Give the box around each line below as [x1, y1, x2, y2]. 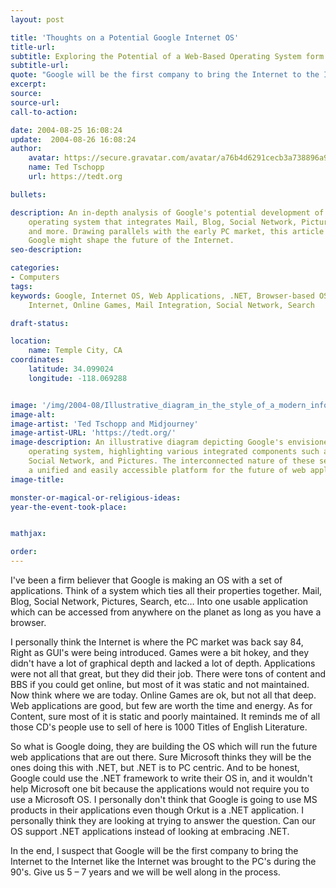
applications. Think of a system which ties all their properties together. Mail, [10, 585, 323, 596]
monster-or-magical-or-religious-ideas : [10, 492, 182, 503]
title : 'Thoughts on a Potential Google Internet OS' [10, 32, 240, 43]
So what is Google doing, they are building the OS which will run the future [10, 741, 318, 752]
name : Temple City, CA [28, 346, 123, 356]
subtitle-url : [10, 61, 70, 71]
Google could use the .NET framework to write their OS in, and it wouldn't [10, 772, 313, 784]
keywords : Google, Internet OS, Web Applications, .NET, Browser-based [10, 291, 315, 301]
